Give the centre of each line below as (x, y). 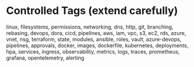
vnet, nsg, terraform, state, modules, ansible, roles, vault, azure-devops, (94, 39)
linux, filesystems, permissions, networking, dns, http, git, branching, (90, 27)
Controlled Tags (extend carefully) (92, 11)
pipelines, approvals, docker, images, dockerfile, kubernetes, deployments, (97, 45)
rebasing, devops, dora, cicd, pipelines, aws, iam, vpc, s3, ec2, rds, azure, (96, 33)
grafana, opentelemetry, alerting (45, 58)
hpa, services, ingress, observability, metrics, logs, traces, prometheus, (93, 51)
